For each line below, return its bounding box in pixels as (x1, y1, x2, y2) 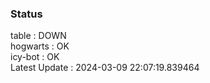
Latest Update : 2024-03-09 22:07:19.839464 (10, 62, 200, 74)
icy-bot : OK (10, 51, 60, 63)
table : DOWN (10, 30, 67, 42)
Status (10, 7, 43, 21)
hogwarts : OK (10, 40, 70, 52)
